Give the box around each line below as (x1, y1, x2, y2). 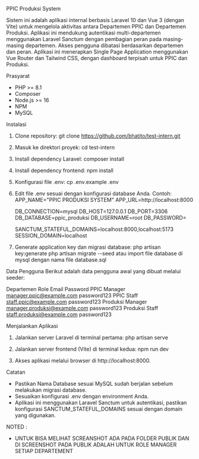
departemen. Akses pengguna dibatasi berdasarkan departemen (25, 42, 184, 49)
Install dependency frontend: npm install (14, 167, 114, 174)
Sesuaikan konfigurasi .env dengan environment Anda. (14, 393, 149, 399)
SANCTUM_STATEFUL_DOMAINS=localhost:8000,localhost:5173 (14, 226, 174, 233)
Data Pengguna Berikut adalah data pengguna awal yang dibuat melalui (6, 268, 181, 274)
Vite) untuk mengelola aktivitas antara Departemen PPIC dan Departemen (6, 23, 186, 30)
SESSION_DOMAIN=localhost (14, 232, 87, 239)
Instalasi (6, 121, 27, 127)
